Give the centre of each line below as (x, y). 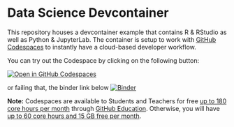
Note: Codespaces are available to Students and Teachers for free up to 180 (117, 101)
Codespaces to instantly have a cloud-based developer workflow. (102, 47)
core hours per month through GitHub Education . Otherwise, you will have (114, 108)
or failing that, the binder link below (58, 87)
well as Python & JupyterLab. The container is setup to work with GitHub (112, 39)
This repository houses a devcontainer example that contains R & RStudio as (117, 32)
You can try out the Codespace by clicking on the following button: (103, 60)
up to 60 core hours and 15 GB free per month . (74, 116)
